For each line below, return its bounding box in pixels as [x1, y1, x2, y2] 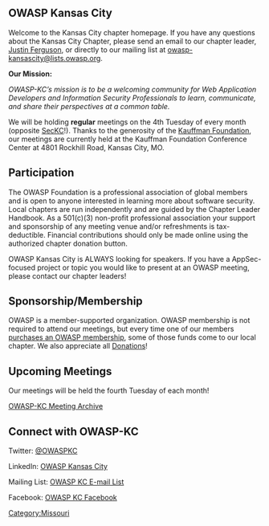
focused [8, 263, 36, 272]
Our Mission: [8, 68, 52, 79]
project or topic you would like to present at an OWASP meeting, [37, 263, 251, 272]
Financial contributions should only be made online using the [47, 230, 249, 239]
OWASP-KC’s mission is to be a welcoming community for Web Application [8, 84, 257, 94]
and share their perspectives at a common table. [8, 101, 170, 111]
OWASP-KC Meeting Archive [8, 402, 104, 411]
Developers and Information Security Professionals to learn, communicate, [8, 92, 256, 103]
